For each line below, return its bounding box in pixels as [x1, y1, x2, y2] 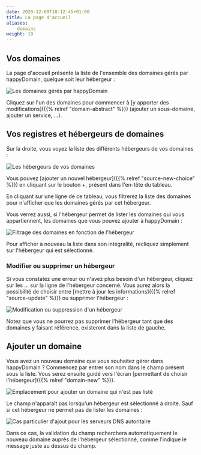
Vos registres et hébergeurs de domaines [6, 129, 164, 139]
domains [17, 25, 36, 32]
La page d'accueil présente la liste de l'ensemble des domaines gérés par [6, 69, 188, 76]
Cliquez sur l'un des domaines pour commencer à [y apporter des [6, 98, 169, 106]
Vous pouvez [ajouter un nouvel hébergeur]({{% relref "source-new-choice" [6, 175, 195, 182]
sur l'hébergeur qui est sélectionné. [6, 247, 94, 254]
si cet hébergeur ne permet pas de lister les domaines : [6, 406, 143, 413]
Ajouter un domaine [6, 342, 82, 352]
